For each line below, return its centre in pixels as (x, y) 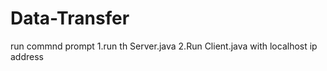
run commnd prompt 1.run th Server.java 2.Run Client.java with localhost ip (164, 46)
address (27, 56)
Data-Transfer (70, 18)
